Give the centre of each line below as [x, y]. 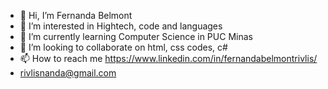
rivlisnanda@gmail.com [68, 73]
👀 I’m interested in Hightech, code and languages [121, 26]
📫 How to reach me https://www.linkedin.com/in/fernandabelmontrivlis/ [168, 58]
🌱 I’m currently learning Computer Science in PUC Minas [136, 36]
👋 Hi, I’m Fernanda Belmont [76, 15]
